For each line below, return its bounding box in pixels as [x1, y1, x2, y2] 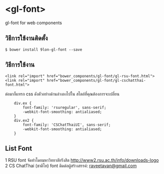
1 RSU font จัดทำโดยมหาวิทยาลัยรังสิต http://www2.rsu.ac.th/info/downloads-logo [5, 157, 159, 163]
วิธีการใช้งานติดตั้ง [5, 34, 48, 42]
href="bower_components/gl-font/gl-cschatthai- [47, 78, 146, 83]
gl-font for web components [5, 20, 62, 26]
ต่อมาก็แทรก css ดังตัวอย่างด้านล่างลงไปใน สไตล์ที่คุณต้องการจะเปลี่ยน [5, 91, 120, 97]
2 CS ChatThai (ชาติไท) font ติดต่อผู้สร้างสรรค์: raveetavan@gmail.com [5, 163, 137, 169]
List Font [5, 144, 32, 152]
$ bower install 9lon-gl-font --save [5, 47, 82, 52]
